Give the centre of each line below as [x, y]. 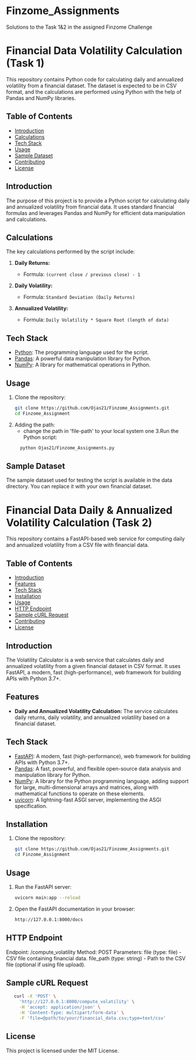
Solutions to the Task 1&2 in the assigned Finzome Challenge [79, 27]
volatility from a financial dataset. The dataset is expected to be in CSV [92, 86]
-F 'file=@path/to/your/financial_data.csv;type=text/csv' [92, 1018]
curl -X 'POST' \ [35, 996]
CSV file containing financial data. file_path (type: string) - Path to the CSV [96, 958]
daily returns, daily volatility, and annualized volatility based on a [92, 717]
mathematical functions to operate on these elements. [80, 793]
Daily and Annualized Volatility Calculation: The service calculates [96, 711]
